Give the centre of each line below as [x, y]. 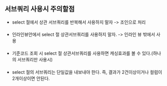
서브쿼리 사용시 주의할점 [40, 9]
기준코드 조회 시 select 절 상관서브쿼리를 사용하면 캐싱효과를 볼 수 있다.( [82, 53]
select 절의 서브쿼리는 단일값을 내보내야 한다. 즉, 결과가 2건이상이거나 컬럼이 [87, 72]
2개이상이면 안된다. [31, 78]
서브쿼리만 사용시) [35, 60]
